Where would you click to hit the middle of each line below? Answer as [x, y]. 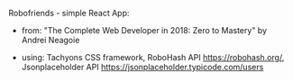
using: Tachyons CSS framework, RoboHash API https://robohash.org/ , [153, 57]
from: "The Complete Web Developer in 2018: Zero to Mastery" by [144, 30]
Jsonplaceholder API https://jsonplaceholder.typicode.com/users [142, 67]
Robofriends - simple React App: [69, 13]
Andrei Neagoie [50, 40]
